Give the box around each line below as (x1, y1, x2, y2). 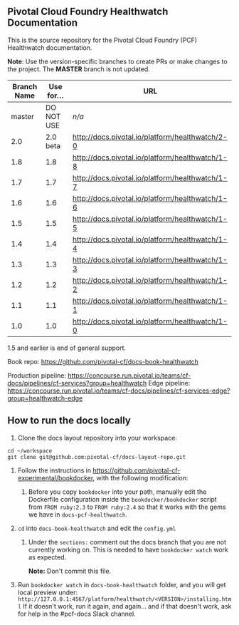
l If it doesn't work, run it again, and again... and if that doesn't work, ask (17, 601, 232, 610)
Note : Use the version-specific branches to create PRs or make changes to (7, 57, 228, 66)
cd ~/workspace (7, 447, 53, 455)
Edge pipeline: (148, 378, 191, 387)
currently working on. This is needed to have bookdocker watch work (28, 545, 229, 554)
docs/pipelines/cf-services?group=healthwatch (7, 378, 147, 387)
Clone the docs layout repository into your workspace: (17, 433, 178, 442)
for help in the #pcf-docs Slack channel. (17, 609, 137, 618)
